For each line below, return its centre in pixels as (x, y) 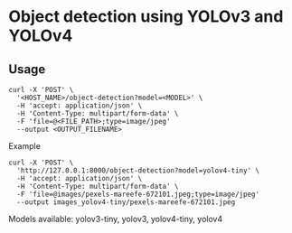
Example (25, 146)
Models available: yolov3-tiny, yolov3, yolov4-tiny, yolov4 (116, 219)
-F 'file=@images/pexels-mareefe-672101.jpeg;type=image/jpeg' (138, 194)
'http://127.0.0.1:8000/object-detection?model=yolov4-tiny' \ (138, 171)
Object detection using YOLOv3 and (146, 17)
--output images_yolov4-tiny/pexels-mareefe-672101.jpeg (126, 202)
